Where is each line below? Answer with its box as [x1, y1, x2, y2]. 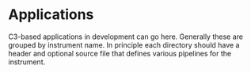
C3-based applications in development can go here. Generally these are [8, 32, 244, 41]
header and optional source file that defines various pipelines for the [8, 48, 232, 58]
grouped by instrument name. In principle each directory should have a [8, 40, 240, 49]
